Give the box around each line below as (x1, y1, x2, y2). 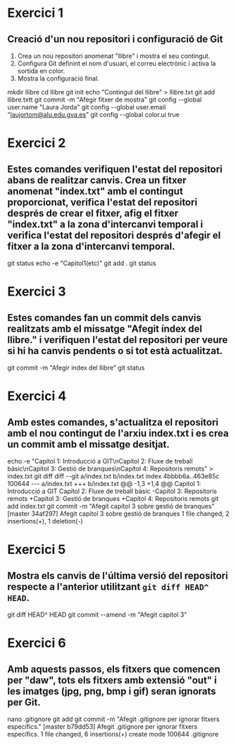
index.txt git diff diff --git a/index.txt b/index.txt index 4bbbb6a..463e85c (7, 472, 220, 480)
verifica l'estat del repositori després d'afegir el (7, 229, 221, 241)
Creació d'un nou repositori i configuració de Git (7, 33, 223, 45)
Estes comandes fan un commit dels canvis (7, 312, 202, 324)
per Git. (7, 696, 41, 708)
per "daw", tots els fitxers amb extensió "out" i (7, 674, 217, 686)
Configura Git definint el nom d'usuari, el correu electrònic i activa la (17, 59, 216, 68)
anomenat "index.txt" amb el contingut (7, 185, 183, 197)
